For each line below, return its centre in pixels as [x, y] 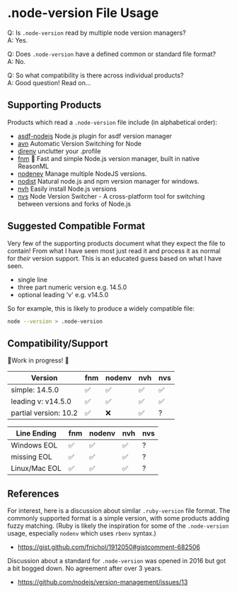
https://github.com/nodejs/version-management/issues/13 [103, 582]
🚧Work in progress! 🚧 [38, 360]
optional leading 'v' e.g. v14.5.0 [63, 294]
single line [33, 279]
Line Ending [36, 433]
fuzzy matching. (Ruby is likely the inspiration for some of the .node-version [118, 526]
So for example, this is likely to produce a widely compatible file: [101, 308]
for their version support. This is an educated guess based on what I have [115, 258]
